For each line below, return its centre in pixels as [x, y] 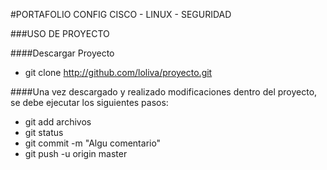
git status [44, 132]
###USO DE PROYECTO [60, 33]
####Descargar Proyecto [62, 53]
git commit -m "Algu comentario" [93, 143]
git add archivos [58, 122]
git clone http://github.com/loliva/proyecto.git [118, 72]
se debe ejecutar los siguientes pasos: [89, 102]
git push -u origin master [76, 153]
